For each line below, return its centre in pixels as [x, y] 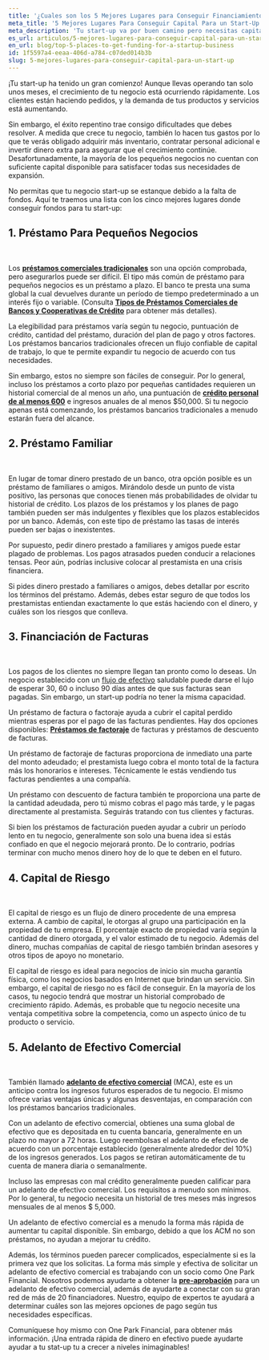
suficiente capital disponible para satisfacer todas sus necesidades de [124, 167]
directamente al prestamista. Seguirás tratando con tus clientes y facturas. [131, 812]
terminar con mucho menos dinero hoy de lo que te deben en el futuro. [125, 853]
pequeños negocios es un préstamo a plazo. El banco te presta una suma [129, 285]
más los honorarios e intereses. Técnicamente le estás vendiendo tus [122, 771]
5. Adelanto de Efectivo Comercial [95, 1047]
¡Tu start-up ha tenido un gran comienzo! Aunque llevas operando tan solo [131, 83]
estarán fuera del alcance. [51, 418]
